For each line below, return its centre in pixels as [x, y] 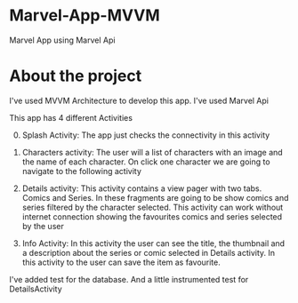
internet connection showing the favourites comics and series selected [152, 216]
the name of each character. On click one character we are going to [146, 162]
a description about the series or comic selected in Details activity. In [149, 252]
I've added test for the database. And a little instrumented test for [129, 279]
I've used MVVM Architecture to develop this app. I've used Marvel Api [139, 100]
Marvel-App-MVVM [85, 16]
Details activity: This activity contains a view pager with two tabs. [142, 188]
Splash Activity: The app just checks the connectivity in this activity [146, 135]
